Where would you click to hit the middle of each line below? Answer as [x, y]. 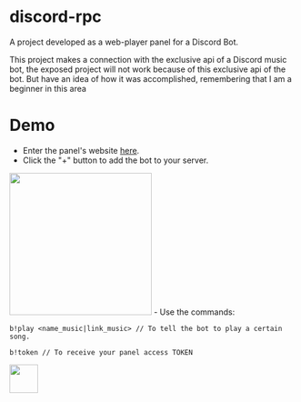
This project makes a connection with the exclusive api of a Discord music [148, 59]
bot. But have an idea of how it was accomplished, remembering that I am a [151, 78]
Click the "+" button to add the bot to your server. [115, 160]
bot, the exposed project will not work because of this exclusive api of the [148, 69]
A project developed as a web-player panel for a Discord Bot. [124, 42]
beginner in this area [48, 88]
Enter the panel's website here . [81, 150]
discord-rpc [55, 17]
